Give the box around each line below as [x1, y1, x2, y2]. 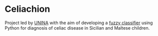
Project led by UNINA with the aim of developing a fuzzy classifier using [4, 20, 153, 26]
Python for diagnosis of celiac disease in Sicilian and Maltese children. [4, 25, 150, 31]
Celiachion [4, 3, 50, 15]
